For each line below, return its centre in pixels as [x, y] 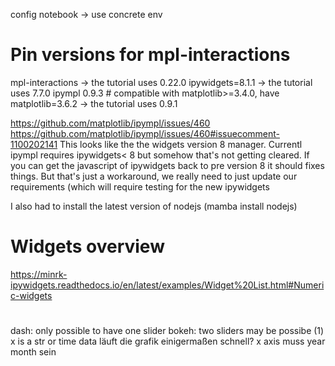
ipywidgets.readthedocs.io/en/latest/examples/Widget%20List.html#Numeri [167, 285]
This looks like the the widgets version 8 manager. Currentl [181, 144]
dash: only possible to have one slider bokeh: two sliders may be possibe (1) [167, 331]
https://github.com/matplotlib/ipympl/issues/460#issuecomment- [145, 133]
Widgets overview [87, 246]
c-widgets [31, 295]
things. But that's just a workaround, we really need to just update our [154, 176]
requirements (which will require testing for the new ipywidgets [140, 186]
